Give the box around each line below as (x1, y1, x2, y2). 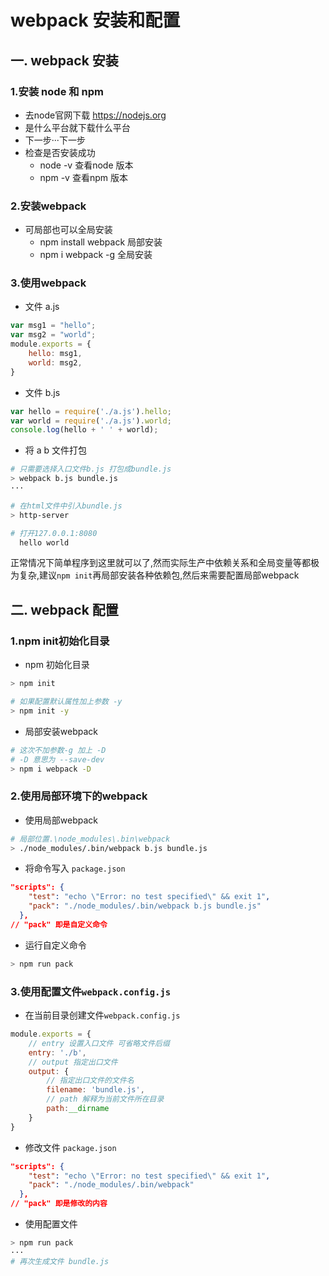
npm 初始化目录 (24, 659, 90, 671)
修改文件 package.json (24, 1141, 117, 1153)
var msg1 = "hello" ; (10, 321, 97, 331)
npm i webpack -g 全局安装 (39, 249, 153, 261)
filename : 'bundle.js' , (46, 1085, 145, 1095)
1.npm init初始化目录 (10, 634, 110, 648)
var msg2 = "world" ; (10, 330, 97, 340)
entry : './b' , (28, 1047, 87, 1058)
